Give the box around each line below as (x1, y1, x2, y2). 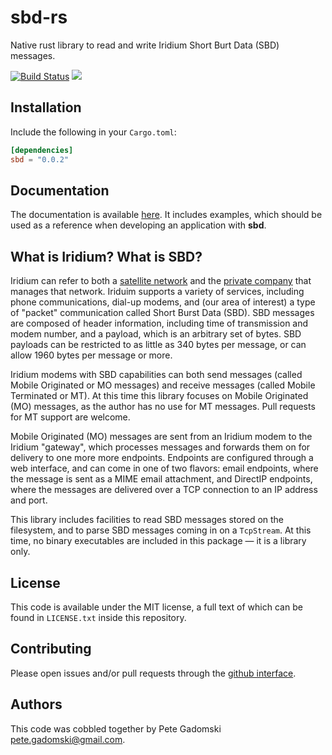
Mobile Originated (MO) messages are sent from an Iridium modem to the (10, 431, 313, 443)
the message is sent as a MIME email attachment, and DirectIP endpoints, (10, 473, 313, 485)
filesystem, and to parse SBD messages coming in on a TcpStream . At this (10, 524, 312, 536)
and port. (10, 494, 48, 506)
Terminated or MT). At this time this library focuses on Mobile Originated (10, 390, 309, 402)
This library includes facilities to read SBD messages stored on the (10, 514, 285, 526)
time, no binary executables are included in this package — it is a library (10, 535, 307, 547)
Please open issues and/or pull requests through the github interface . (10, 667, 297, 679)
